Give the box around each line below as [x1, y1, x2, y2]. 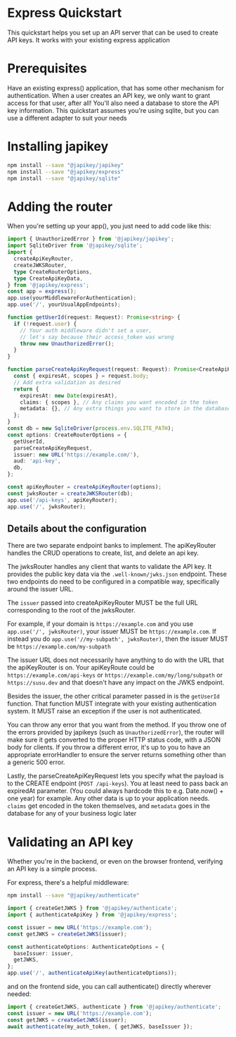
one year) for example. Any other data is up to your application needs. [7, 794, 210, 803]
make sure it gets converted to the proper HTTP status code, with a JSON [7, 735, 221, 744]
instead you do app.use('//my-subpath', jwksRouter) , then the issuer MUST [7, 634, 228, 643]
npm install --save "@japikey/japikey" [7, 161, 124, 168]
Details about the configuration [7, 522, 147, 534]
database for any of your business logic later [7, 809, 137, 818]
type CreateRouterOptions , [13, 268, 93, 276]
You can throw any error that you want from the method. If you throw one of [7, 720, 227, 729]
